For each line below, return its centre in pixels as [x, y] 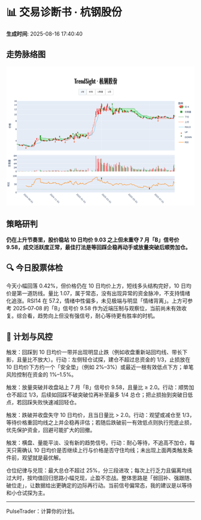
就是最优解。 [48, 458]
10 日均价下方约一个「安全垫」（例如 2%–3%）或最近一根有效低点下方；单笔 [100, 367]
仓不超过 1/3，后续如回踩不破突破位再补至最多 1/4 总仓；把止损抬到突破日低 [100, 395]
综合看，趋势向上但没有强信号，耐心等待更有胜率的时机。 [87, 316]
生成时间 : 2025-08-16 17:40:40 [44, 34]
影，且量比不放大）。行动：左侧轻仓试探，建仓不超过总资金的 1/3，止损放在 [98, 359]
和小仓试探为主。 [27, 493]
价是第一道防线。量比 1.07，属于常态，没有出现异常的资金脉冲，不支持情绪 [98, 294]
